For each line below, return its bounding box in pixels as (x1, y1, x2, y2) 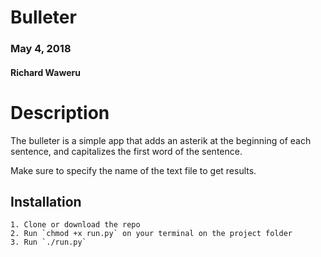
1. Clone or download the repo (10, 220, 141, 230)
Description (10, 101, 110, 124)
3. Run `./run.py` (10, 237, 87, 248)
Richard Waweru (10, 66, 81, 78)
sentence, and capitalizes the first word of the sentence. (10, 145, 243, 157)
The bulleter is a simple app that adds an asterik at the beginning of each (10, 134, 312, 146)
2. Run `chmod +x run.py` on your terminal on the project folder (10, 229, 293, 239)
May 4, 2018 (10, 42, 72, 56)
